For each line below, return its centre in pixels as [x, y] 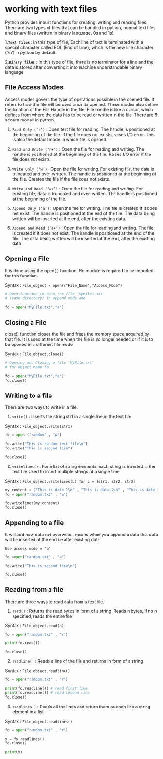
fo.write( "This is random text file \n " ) [47, 444]
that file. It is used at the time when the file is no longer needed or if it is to [79, 339]
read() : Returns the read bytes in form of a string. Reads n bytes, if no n [84, 611]
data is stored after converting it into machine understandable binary [73, 67]
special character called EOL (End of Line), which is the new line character [79, 47]
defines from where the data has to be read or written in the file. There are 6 [81, 115]
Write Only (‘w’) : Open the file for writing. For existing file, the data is [83, 169]
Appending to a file [34, 523]
